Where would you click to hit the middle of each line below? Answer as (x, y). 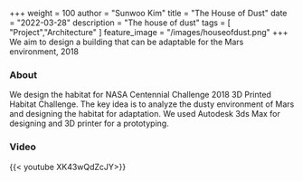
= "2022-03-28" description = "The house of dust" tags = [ (120, 23)
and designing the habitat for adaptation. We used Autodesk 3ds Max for (145, 114)
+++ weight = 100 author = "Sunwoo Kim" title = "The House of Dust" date (148, 13)
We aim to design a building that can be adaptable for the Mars (127, 42)
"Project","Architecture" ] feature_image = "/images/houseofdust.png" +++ (149, 32)
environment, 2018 (44, 52)
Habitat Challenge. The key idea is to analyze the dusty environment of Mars (152, 104)
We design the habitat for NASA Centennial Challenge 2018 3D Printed (140, 95)
